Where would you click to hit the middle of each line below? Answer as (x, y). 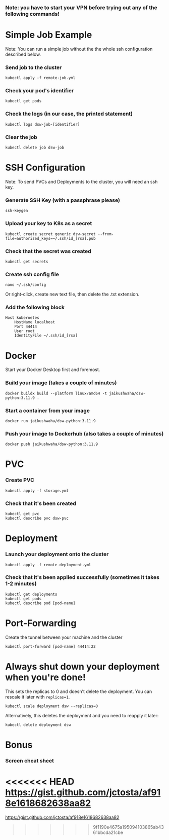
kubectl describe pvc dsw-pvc (37, 519)
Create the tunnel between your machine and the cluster (64, 637)
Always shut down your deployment (82, 666)
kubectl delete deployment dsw (38, 725)
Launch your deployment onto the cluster (57, 554)
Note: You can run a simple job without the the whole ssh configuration (79, 49)
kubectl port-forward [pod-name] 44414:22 (50, 646)
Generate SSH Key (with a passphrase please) (63, 200)
